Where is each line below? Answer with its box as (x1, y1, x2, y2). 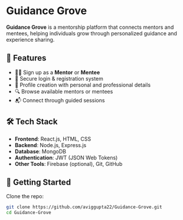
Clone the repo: (6, 193, 44, 200)
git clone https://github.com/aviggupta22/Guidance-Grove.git (6, 204, 162, 210)
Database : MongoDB (14, 148, 67, 155)
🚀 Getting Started (6, 177, 71, 187)
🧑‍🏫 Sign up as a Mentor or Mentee (14, 69, 100, 76)
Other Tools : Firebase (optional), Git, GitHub (14, 160, 123, 167)
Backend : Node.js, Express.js (14, 141, 87, 148)
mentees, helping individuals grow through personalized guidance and (6, 29, 177, 36)
